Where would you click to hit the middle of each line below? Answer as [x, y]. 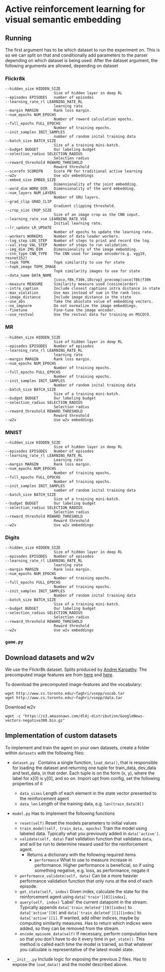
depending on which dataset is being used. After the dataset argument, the [82, 60]
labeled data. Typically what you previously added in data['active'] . [90, 833]
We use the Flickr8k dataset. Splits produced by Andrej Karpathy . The [76, 669]
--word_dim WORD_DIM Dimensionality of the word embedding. [70, 189]
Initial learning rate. [78, 224]
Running [19, 38]
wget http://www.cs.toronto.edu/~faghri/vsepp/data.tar [64, 698]
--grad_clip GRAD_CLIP [28, 202]
